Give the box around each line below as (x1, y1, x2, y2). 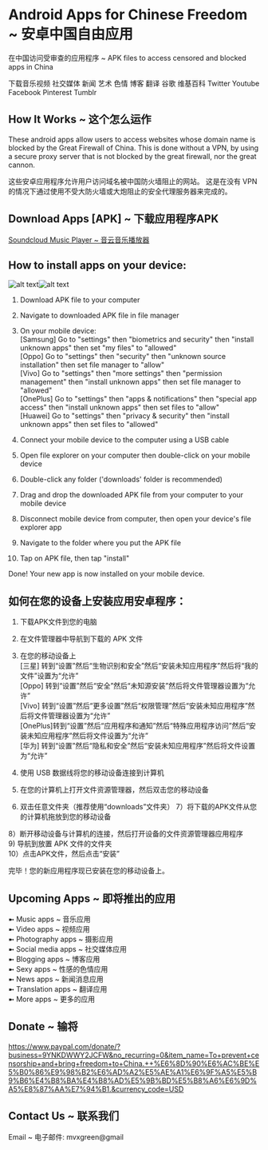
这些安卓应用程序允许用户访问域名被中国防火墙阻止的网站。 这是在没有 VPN (8, 176, 258, 186)
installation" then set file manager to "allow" (19, 360, 165, 369)
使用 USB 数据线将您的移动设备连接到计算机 (19, 768, 165, 777)
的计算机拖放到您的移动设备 (19, 812, 112, 821)
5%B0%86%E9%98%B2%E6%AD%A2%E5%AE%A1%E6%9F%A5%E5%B (8, 1067, 258, 1076)
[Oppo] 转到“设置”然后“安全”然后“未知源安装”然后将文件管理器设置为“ (19, 681, 249, 691)
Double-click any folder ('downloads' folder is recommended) (19, 474, 223, 485)
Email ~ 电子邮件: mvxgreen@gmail (8, 1132, 124, 1141)
